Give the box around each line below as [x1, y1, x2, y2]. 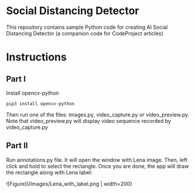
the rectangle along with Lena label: [6, 169, 93, 176]
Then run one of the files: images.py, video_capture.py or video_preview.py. [6, 111, 190, 118]
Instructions [6, 51, 67, 64]
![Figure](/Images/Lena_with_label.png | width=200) [6, 180, 132, 187]
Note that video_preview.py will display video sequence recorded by [6, 117, 172, 124]
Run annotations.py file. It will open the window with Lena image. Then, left [6, 156, 188, 163]
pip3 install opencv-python [6, 101, 75, 107]
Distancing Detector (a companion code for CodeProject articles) [6, 29, 163, 36]
